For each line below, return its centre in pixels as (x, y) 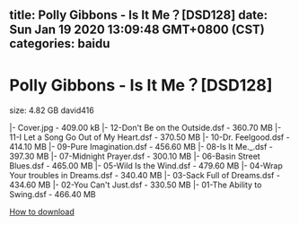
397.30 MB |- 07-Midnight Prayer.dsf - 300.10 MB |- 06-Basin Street (135, 156)
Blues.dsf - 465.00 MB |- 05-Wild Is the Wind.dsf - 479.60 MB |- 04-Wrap (146, 166)
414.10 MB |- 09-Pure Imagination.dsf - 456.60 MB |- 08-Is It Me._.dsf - (141, 147)
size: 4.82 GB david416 (52, 110)
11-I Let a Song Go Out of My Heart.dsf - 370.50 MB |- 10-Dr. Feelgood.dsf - (149, 137)
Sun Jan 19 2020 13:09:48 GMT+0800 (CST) (137, 30)
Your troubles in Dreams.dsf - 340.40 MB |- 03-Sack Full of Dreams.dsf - (145, 176)
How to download (42, 212)
